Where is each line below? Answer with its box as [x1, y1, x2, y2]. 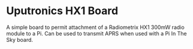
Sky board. [6, 36, 34, 43]
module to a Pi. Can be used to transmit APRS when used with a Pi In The [6, 30, 187, 37]
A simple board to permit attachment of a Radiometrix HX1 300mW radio [6, 24, 185, 31]
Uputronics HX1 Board [6, 4, 119, 18]
